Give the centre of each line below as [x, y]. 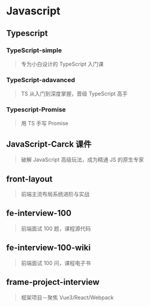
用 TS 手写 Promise [45, 124]
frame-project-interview [53, 282]
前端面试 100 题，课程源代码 [56, 228]
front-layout [29, 179]
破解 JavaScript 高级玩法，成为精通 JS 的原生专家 [82, 159]
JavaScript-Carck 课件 [49, 144]
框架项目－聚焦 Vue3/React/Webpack [67, 297]
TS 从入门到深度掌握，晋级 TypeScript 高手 [74, 94]
